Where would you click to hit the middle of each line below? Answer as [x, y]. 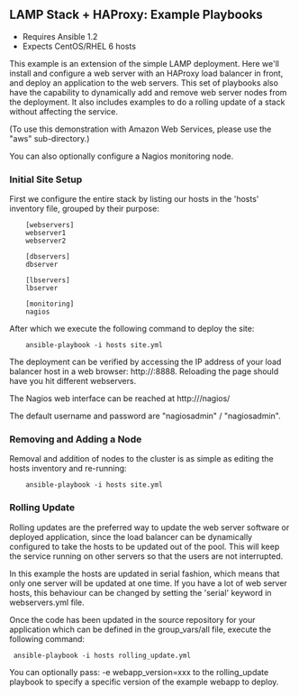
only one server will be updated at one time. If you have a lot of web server [149, 583]
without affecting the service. [64, 111]
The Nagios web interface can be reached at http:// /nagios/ [120, 398]
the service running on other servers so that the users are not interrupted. [146, 556]
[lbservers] [48, 280]
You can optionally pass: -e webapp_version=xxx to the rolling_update [139, 672]
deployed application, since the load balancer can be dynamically [131, 536]
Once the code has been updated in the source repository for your [132, 619]
